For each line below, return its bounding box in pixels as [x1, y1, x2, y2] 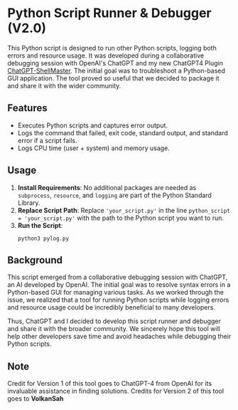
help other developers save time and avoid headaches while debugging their [7, 332, 232, 341]
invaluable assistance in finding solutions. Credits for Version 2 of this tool [7, 387, 225, 396]
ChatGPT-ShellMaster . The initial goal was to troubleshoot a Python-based [7, 66, 226, 75]
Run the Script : [17, 221, 63, 229]
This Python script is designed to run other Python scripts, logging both [7, 43, 217, 52]
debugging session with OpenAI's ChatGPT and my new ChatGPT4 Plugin [7, 58, 224, 67]
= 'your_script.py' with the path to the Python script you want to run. [17, 214, 224, 222]
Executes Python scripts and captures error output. [17, 121, 168, 130]
